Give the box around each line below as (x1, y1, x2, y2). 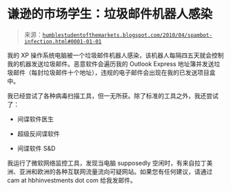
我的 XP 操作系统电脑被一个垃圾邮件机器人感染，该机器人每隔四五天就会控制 (7, 51, 224, 59)
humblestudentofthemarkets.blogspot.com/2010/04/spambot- (42, 32, 212, 39)
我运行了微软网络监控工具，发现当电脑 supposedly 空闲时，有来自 (7, 159, 195, 167)
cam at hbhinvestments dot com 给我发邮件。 (7, 176, 137, 184)
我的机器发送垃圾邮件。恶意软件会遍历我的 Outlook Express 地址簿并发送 (7, 59, 214, 68)
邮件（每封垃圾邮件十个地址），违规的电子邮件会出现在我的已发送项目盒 (12, 68, 216, 77)
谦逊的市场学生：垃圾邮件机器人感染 (7, 6, 213, 22)
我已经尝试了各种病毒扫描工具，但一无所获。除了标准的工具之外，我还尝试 (7, 91, 219, 100)
